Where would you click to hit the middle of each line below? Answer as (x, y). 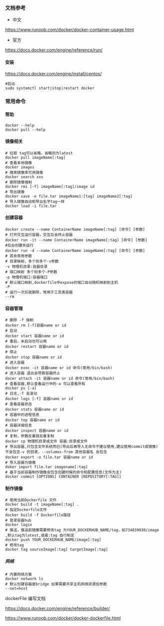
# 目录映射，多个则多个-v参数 (32, 261)
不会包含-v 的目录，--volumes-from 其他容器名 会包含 (56, 452)
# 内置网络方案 (19, 574)
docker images (20, 167)
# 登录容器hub (18, 520)
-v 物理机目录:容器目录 (26, 267)
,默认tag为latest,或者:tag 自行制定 (40, 535)
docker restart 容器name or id (37, 347)
